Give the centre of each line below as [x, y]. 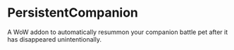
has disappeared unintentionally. [55, 39]
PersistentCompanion [73, 13]
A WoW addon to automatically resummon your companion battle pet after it [117, 32]
